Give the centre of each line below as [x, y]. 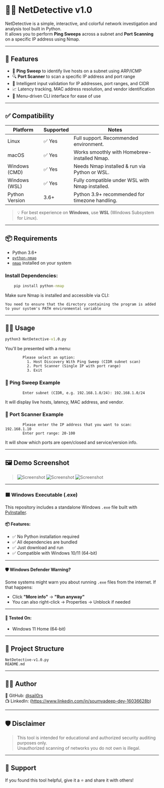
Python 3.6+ [25, 253]
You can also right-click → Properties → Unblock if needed [71, 602]
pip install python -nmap [39, 286]
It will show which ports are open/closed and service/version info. [71, 442]
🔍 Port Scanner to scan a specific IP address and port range [73, 76]
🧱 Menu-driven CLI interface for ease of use [56, 96]
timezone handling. [95, 200]
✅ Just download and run [38, 548]
